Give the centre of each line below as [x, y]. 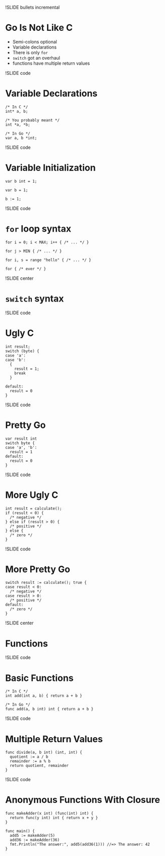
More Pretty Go [38, 569]
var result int [21, 439]
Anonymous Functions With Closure [83, 800]
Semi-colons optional [35, 41]
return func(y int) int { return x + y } [54, 818]
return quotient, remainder [39, 766]
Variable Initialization [50, 168]
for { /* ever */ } [26, 269]
